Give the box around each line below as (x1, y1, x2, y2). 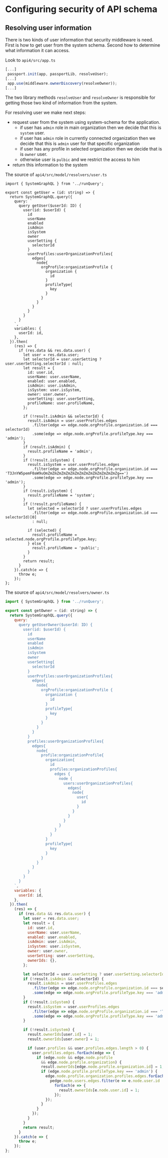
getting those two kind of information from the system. (5, 100, 117, 106)
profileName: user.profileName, (27, 401, 95, 406)
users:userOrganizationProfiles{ (63, 781, 133, 786)
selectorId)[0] (5, 515, 37, 520)
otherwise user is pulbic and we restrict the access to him (19, 156, 140, 162)
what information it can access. (5, 48, 70, 53)
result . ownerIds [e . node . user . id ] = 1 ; (58, 1087, 140, 1093)
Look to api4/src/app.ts (5, 57, 56, 63)
